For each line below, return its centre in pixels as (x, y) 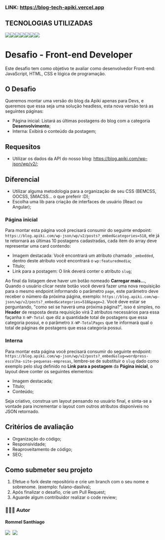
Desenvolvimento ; (31, 126)
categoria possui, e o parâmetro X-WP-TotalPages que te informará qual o (79, 323)
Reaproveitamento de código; (42, 449)
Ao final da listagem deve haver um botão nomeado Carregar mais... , (76, 281)
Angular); (22, 207)
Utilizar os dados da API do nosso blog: (52, 159)
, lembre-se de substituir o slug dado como (115, 361)
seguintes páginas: (24, 111)
